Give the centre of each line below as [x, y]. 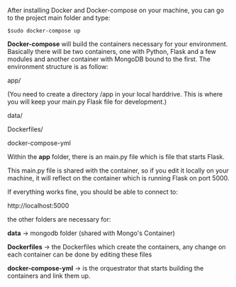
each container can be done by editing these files [80, 254]
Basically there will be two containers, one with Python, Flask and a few [112, 52]
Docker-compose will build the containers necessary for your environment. [118, 44]
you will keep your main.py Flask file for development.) [87, 102]
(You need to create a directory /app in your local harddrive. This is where [115, 94]
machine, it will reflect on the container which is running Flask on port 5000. [118, 178]
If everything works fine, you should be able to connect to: [93, 192]
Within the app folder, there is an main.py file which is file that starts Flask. [116, 157]
